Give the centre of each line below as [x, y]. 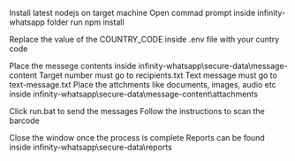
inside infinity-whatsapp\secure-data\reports [91, 147]
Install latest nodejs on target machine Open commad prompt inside [132, 13]
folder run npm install [86, 22]
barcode [24, 120]
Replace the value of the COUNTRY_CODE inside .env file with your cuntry [144, 39]
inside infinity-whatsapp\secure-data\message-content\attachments [134, 94]
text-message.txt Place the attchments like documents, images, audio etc [143, 84]
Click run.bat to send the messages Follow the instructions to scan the [137, 111]
